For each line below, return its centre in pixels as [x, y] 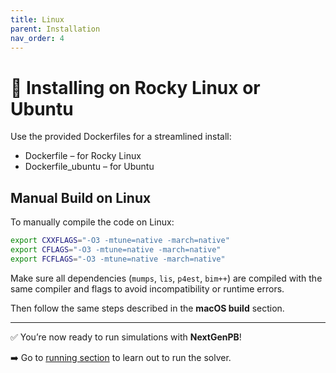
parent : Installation [55, 29]
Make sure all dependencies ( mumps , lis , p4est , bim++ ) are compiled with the [166, 278]
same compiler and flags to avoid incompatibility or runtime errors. [147, 288]
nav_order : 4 [37, 38]
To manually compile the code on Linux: [92, 222]
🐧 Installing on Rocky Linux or [135, 87]
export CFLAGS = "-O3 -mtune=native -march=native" [116, 250]
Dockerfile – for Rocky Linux [83, 156]
